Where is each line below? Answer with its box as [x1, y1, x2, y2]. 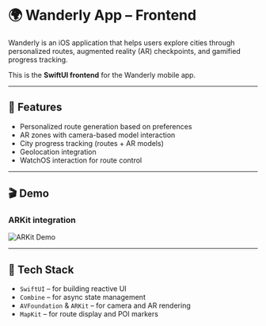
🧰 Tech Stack [8, 263, 74, 276]
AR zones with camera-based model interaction [19, 130, 176, 140]
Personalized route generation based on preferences [19, 121, 192, 131]
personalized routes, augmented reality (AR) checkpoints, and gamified [8, 46, 241, 56]
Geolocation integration [19, 147, 97, 156]
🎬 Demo [8, 187, 50, 201]
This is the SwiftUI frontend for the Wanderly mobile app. [8, 70, 196, 79]
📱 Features [8, 101, 63, 114]
